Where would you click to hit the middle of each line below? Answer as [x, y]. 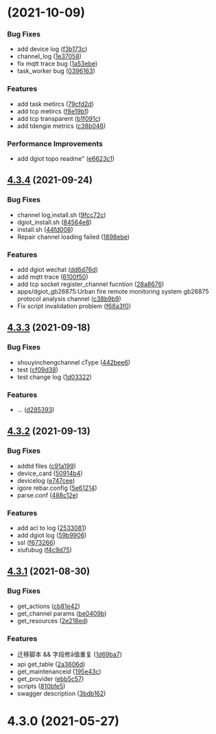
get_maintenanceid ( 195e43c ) [59, 671]
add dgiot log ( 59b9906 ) [52, 535]
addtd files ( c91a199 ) [47, 466]
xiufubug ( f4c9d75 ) [44, 550]
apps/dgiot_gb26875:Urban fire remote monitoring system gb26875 [113, 292]
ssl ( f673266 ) [36, 543]
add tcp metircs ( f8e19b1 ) [53, 111]
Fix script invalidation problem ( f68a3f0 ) [74, 306]
